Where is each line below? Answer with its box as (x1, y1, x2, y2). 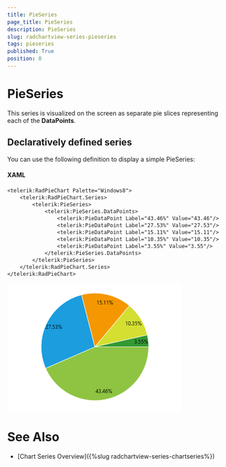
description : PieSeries (7, 26, 76, 33)
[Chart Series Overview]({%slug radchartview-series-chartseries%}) (17, 452, 216, 460)
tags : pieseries (7, 40, 54, 48)
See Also (7, 429, 60, 445)
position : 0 (7, 56, 42, 63)
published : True (7, 48, 54, 55)
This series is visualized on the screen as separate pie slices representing (7, 108, 219, 117)
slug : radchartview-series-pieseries (7, 33, 117, 40)
